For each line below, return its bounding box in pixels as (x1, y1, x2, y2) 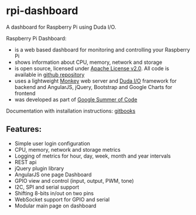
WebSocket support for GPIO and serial (14, 196, 110, 203)
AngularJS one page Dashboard (14, 171, 92, 178)
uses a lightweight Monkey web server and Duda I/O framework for (14, 77, 177, 84)
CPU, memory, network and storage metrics (14, 146, 121, 153)
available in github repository (14, 71, 85, 78)
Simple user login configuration (14, 139, 91, 147)
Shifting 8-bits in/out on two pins (14, 189, 94, 197)
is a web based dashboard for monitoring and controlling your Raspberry (14, 46, 190, 53)
